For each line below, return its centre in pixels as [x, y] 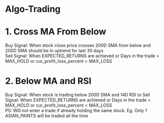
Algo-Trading [33, 9]
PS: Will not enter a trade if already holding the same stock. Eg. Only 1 [76, 111]
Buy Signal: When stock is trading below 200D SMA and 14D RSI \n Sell [78, 95]
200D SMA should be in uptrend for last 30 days [54, 51]
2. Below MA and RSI [48, 81]
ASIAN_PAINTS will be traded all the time [47, 116]
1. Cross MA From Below [56, 32]
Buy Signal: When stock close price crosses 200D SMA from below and [78, 45]
